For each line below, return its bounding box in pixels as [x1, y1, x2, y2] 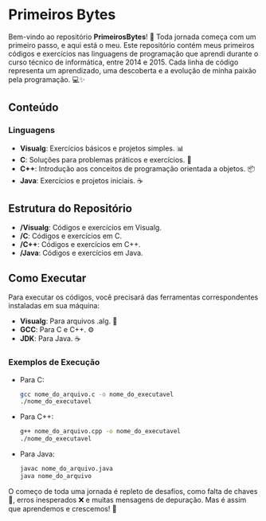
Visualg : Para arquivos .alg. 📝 [19, 316, 118, 326]
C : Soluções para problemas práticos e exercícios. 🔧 [19, 155, 192, 164]
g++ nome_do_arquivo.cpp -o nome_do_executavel [19, 428, 181, 436]
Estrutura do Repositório [8, 202, 133, 216]
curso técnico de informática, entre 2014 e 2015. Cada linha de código [8, 57, 239, 67]
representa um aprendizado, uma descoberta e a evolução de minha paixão [8, 65, 256, 75]
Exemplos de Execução [8, 357, 100, 368]
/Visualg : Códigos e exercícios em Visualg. [19, 223, 162, 233]
